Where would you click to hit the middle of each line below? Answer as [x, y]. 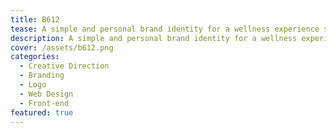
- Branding [42, 76]
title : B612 [35, 19]
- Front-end [44, 103]
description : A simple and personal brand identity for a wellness [154, 38]
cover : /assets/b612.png [62, 47]
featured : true [42, 112]
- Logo [33, 85]
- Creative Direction [64, 66]
